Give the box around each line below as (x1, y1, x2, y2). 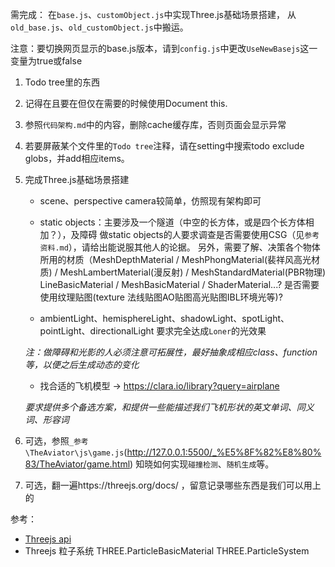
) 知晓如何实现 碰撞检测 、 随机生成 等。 (129, 458, 275, 470)
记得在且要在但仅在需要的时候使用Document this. (24, 98, 228, 109)
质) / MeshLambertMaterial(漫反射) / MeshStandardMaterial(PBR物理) (39, 266, 327, 278)
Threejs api (24, 533, 72, 545)
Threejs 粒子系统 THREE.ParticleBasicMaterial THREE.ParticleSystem (24, 545, 310, 557)
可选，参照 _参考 (24, 435, 89, 447)
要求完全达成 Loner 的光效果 (156, 325, 267, 337)
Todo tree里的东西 (24, 76, 100, 88)
